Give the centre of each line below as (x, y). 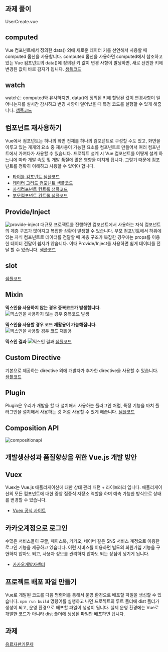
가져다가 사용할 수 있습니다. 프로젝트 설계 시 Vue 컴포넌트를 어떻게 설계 (88, 154)
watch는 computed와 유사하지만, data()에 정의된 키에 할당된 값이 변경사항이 (80, 98)
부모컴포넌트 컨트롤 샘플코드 (40, 196)
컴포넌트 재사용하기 (33, 128)
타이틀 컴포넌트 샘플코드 (36, 177)
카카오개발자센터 (29, 564)
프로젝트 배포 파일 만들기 (41, 582)
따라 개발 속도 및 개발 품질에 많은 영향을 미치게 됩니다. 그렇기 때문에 (85, 160)
